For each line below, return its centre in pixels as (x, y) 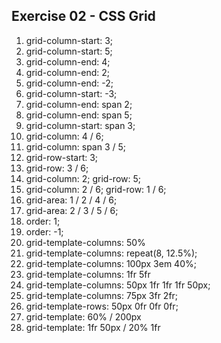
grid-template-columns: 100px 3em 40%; (111, 263)
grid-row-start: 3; (62, 157)
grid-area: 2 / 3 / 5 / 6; (72, 210)
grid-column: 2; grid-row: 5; (83, 178)
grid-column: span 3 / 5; (76, 146)
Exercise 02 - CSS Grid (83, 16)
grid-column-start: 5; (69, 51)
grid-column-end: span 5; (79, 115)
